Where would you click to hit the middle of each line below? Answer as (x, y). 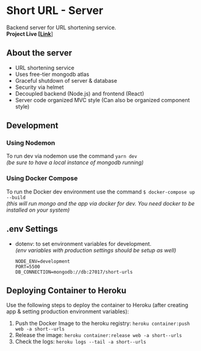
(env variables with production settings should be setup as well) (96, 250)
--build (16, 197)
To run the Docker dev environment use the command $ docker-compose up (101, 192)
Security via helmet (39, 87)
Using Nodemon (31, 143)
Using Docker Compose (42, 178)
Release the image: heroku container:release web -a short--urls (98, 335)
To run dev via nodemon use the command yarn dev (72, 156)
